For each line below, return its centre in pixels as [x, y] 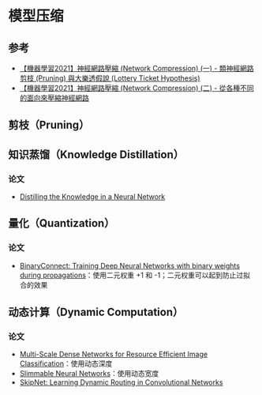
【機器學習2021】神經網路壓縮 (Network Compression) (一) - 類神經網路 [137, 68]
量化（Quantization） [62, 223]
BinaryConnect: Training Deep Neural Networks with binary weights [130, 265]
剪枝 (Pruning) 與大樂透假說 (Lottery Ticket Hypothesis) [110, 78]
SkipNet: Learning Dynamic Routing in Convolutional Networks [121, 382]
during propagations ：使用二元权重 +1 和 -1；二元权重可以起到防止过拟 [135, 275]
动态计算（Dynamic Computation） [96, 312]
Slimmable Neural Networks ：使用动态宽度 [89, 374]
